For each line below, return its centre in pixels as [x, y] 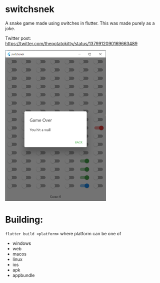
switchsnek [30, 9]
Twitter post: [18, 38]
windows [22, 243]
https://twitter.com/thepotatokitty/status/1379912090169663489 [71, 43]
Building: [24, 220]
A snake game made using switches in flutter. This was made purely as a [80, 23]
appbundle [23, 275]
